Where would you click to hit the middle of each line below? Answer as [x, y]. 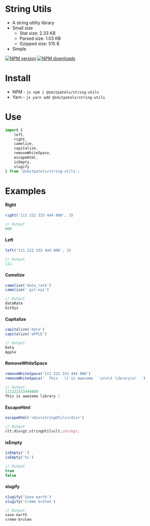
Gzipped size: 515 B [39, 43]
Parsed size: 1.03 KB [40, 38]
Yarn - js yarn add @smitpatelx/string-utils [59, 97]
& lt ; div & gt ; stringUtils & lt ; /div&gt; [42, 432]
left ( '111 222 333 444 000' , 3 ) [38, 250]
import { [14, 130]
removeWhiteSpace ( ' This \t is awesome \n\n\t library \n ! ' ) [75, 378]
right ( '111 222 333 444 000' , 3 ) [39, 215]
